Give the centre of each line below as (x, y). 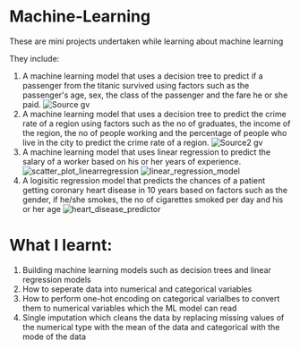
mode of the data (54, 336)
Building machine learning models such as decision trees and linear (146, 269)
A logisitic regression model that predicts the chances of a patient (144, 180)
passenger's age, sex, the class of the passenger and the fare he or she (155, 95)
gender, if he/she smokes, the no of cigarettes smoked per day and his (153, 200)
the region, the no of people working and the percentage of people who (154, 132)
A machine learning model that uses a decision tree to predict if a (142, 76)
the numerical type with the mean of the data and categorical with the (151, 327)
